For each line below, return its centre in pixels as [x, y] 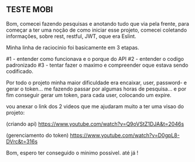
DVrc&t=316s [22, 141]
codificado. [20, 71]
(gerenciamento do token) [37, 135]
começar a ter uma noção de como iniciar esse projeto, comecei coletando [97, 30]
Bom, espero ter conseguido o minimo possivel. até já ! [72, 153]
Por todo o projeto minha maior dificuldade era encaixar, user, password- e [97, 82]
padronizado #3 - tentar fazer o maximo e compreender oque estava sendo [97, 65]
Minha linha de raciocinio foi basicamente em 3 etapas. [73, 47]
